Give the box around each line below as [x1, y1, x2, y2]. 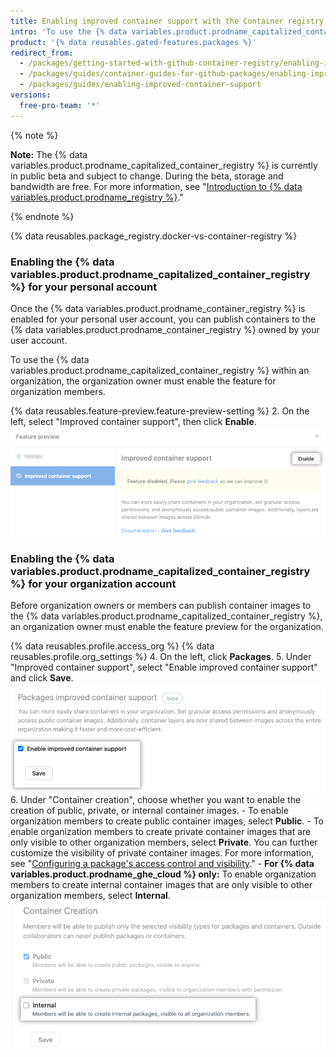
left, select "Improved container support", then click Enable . [10, 415, 257, 427]
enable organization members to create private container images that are [10, 826, 312, 838]
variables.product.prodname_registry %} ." [10, 191, 184, 203]
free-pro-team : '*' [19, 100, 101, 110]
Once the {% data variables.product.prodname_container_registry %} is [10, 302, 306, 314]
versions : [10, 90, 52, 100]
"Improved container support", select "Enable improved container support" [10, 661, 318, 674]
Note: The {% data [10, 148, 88, 160]
